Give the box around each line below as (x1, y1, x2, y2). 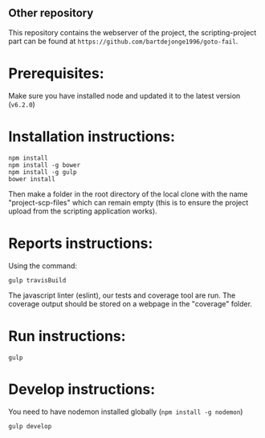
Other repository (8, 6, 94, 20)
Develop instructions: (8, 380, 156, 398)
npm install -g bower (8, 160, 81, 169)
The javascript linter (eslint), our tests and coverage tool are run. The (8, 290, 236, 300)
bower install (8, 175, 56, 183)
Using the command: (8, 261, 78, 270)
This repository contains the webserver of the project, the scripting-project (8, 27, 257, 37)
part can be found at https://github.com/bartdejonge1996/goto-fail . (8, 36, 238, 46)
